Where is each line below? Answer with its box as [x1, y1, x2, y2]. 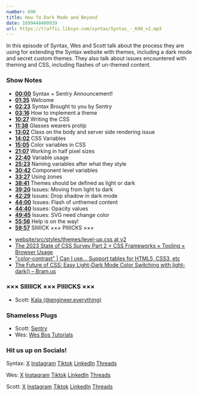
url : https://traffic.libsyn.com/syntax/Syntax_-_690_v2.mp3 [6, 25, 162, 32]
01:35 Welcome [14, 96, 54, 103]
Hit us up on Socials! [6, 346, 67, 355]
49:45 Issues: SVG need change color [14, 211, 109, 218]
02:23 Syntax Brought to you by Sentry [14, 103, 112, 110]
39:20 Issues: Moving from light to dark [14, 186, 114, 193]
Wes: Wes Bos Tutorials [14, 331, 74, 338]
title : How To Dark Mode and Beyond [6, 14, 98, 20]
